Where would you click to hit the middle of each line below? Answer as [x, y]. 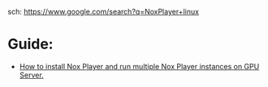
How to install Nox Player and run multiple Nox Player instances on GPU [139, 66]
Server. [31, 75]
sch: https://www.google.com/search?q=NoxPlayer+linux [104, 12]
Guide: [30, 44]
